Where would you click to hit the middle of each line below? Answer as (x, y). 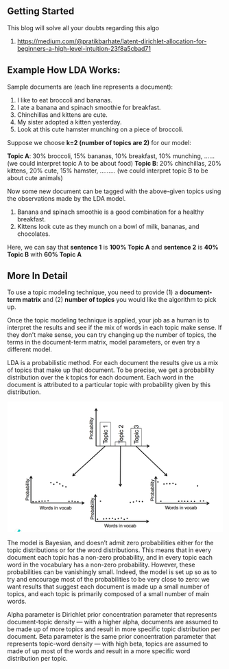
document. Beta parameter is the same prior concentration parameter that (112, 637)
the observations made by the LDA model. (67, 198)
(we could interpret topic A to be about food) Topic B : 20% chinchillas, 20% (114, 163)
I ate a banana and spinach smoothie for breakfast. (89, 107)
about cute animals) (35, 177)
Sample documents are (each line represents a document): (90, 87)
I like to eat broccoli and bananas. (65, 100)
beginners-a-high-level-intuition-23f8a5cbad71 (84, 48)
